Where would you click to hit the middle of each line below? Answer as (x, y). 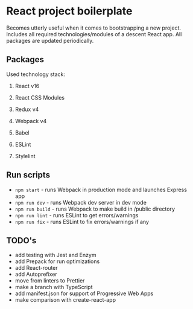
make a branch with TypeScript (54, 287)
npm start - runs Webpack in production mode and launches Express (101, 190)
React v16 (27, 86)
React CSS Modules (40, 97)
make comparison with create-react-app (65, 300)
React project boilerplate (69, 11)
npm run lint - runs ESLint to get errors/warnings (77, 215)
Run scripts (28, 175)
